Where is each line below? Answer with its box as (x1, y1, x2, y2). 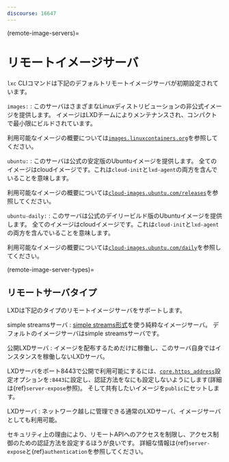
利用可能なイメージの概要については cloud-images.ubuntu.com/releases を (7, 188, 213, 196)
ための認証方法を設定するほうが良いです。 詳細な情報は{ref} (18, 439, 189, 447)
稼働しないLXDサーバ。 (42, 352, 109, 361)
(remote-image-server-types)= (7, 265, 94, 274)
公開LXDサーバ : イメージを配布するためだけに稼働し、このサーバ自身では (7, 344, 215, 352)
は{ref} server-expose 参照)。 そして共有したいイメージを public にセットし (7, 384, 214, 392)
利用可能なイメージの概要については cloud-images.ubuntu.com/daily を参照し (7, 243, 221, 251)
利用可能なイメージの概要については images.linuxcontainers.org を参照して (7, 133, 218, 142)
